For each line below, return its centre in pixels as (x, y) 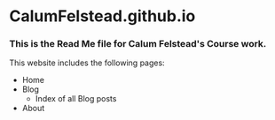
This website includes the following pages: (87, 63)
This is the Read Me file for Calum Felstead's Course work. (138, 44)
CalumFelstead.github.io (102, 16)
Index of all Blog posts (76, 99)
